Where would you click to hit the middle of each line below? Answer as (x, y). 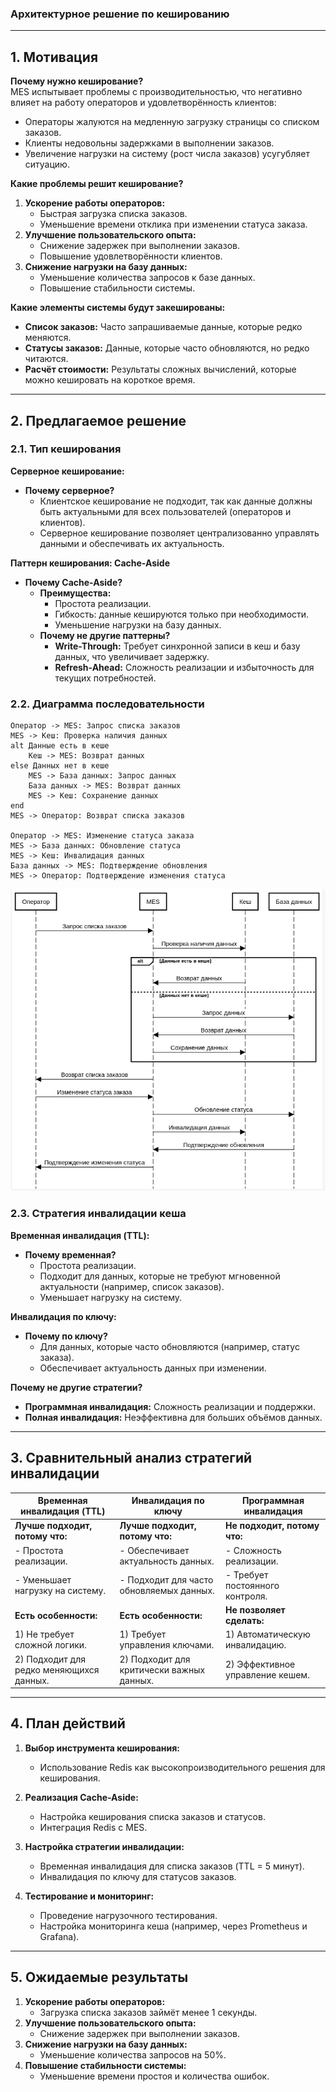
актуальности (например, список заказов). (132, 1286)
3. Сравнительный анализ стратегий (131, 1458)
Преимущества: (75, 593)
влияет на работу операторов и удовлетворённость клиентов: (143, 103)
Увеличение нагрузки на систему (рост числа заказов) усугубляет (167, 154)
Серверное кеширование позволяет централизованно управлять (179, 533)
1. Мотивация (54, 57)
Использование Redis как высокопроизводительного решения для (182, 1767)
